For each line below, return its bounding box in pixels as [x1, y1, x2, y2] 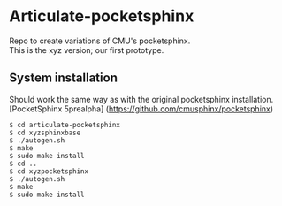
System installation [9, 71, 118, 86]
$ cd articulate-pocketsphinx [9, 120, 121, 129]
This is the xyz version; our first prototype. [9, 44, 164, 55]
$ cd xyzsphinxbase [9, 128, 81, 137]
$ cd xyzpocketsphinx [9, 166, 89, 176]
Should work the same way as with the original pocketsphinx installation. [9, 94, 274, 104]
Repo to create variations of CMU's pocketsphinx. [9, 35, 191, 46]
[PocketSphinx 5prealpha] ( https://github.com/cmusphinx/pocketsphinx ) [9, 103, 274, 114]
